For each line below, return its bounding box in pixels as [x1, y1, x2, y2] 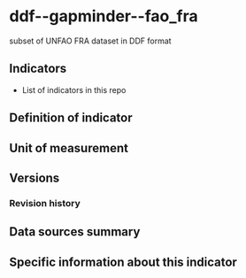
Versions [9, 170, 60, 185]
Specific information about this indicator [9, 254, 237, 269]
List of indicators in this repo [21, 84, 127, 95]
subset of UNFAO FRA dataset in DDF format [9, 35, 172, 46]
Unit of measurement [9, 140, 128, 156]
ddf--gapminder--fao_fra [9, 6, 198, 27]
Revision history [9, 197, 81, 209]
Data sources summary [9, 224, 141, 240]
